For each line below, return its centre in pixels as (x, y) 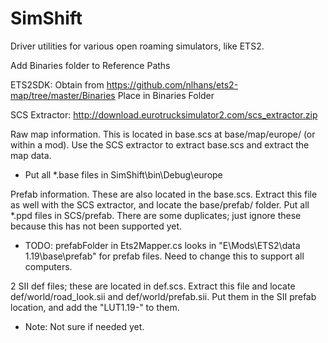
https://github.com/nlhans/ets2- (172, 84)
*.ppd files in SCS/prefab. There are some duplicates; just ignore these (156, 215)
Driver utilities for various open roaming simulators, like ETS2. (137, 46)
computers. (48, 266)
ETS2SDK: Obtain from (57, 84)
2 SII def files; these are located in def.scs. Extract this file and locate (153, 286)
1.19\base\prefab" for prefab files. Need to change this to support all (164, 256)
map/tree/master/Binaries (63, 95)
